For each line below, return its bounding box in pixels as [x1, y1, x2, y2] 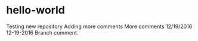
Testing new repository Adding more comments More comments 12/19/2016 [6, 23, 193, 30]
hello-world [6, 4, 66, 17]
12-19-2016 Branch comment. [6, 29, 79, 36]
